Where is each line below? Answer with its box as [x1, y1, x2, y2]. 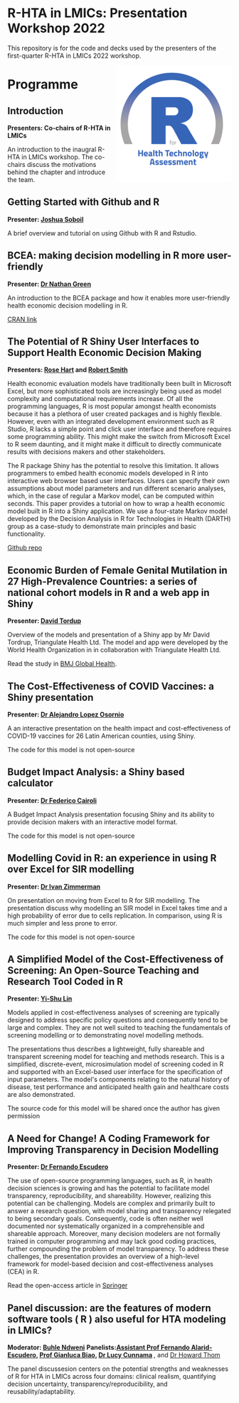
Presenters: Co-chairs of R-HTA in [7, 123, 111, 132]
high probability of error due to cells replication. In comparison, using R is [7, 911, 223, 920]
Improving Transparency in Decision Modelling [7, 1143, 219, 1155]
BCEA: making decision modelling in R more [7, 250, 205, 262]
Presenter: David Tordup [7, 617, 82, 625]
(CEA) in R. [7, 1267, 40, 1276]
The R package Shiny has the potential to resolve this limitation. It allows [7, 462, 219, 470]
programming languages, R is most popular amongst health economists [7, 402, 217, 411]
